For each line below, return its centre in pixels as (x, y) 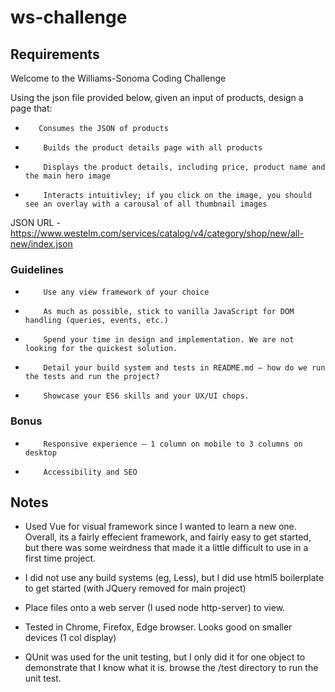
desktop (40, 452)
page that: (31, 108)
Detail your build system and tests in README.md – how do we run (184, 368)
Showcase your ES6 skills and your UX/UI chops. (146, 396)
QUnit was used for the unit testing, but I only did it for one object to (165, 657)
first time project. (60, 558)
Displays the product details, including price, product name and (184, 167)
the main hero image (67, 176)
